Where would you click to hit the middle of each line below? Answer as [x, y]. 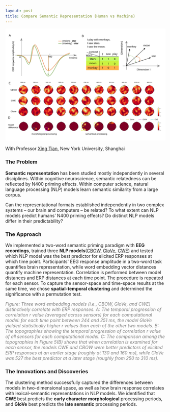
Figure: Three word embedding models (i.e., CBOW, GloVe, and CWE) [78, 304]
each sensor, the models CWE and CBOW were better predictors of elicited [84, 348]
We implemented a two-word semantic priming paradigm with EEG [75, 246]
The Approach [23, 234]
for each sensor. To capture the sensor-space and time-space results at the [85, 283]
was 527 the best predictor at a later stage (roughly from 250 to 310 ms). [82, 358]
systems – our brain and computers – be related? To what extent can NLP [82, 210]
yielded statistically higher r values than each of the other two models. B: [82, 326]
